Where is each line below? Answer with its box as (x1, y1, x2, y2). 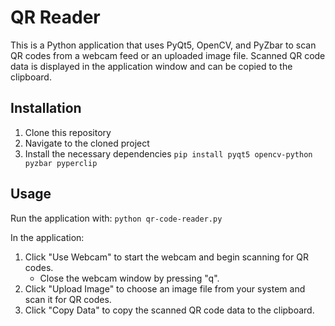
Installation (10, 100, 82, 117)
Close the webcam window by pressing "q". (39, 272, 220, 284)
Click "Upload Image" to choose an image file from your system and (24, 282, 306, 295)
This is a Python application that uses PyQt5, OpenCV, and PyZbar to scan (10, 39, 317, 51)
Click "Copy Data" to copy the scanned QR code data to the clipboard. (24, 304, 315, 316)
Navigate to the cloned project (24, 137, 150, 149)
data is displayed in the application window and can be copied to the (10, 60, 293, 72)
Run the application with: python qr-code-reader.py (10, 212, 223, 224)
